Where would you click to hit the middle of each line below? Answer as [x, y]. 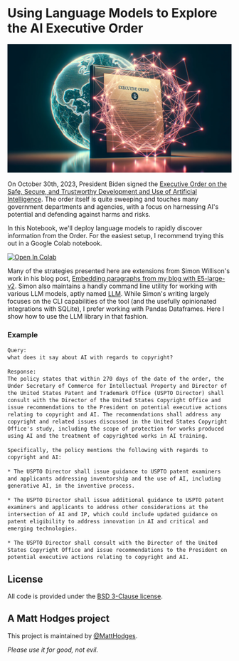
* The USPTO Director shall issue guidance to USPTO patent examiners [114, 472]
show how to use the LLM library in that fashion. [78, 316]
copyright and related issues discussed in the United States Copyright [117, 422]
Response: [22, 372]
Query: [17, 351]
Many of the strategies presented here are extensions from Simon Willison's [118, 271]
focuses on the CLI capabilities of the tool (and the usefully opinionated [112, 301]
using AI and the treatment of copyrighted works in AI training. [108, 436]
